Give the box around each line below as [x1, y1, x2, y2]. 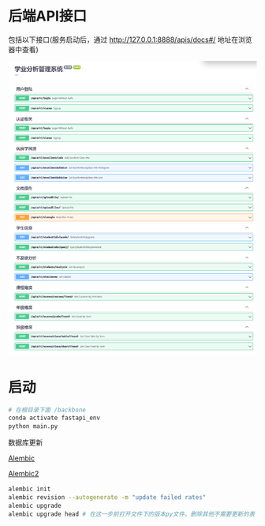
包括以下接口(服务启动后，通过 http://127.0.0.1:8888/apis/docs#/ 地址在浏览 [8, 35, 252, 44]
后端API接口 [8, 7, 87, 25]
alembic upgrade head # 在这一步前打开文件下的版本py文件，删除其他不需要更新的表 [8, 510, 256, 518]
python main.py [8, 423, 58, 430]
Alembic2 [8, 469, 39, 479]
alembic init [8, 485, 51, 494]
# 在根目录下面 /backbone [8, 406, 87, 414]
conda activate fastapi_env [8, 414, 101, 423]
